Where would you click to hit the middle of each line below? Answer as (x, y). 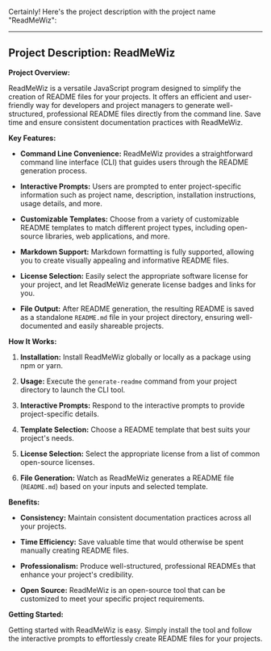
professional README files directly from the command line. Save (154, 114)
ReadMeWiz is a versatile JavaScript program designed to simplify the (125, 88)
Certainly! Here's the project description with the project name (112, 12)
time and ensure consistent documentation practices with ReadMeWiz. (126, 122)
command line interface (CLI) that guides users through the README (134, 162)
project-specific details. (59, 413)
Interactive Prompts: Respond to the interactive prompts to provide (132, 405)
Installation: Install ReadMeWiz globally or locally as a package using (135, 357)
